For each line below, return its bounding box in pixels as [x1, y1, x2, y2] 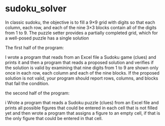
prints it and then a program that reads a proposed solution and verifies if [5, 59, 154, 65]
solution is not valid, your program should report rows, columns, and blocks [5, 75, 159, 81]
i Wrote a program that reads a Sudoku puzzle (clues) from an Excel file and [5, 99, 159, 105]
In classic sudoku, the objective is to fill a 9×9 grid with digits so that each [5, 19, 155, 25]
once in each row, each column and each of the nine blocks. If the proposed [5, 70, 160, 76]
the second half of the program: [5, 90, 70, 96]
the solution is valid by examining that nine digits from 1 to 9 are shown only [5, 65, 159, 71]
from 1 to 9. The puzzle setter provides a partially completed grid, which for [5, 30, 158, 36]
